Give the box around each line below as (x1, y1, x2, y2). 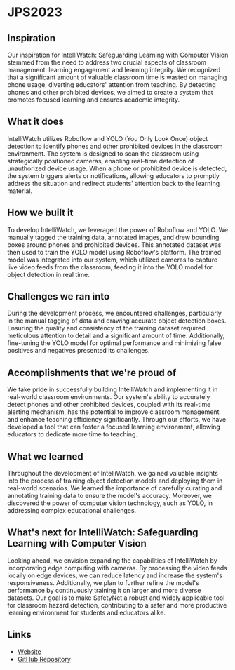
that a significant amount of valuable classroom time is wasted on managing (7, 73, 227, 81)
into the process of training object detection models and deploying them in (7, 476, 223, 485)
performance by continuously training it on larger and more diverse (7, 586, 201, 594)
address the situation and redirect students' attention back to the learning (7, 179, 220, 187)
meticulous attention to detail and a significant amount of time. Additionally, (7, 331, 225, 340)
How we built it (7, 207, 74, 219)
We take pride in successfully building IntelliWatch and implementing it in (7, 385, 218, 394)
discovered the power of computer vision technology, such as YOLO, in (7, 499, 213, 507)
